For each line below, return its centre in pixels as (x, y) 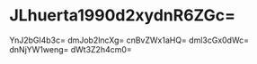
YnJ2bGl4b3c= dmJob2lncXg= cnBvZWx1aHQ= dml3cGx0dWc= (129, 40)
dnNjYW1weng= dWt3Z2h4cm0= (71, 49)
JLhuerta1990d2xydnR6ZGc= (123, 16)
